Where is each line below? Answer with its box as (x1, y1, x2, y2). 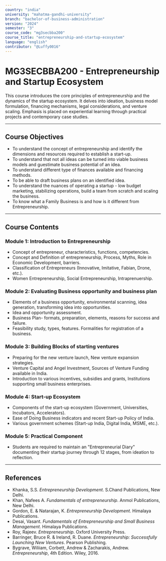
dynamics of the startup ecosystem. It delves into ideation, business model (5, 98, 158, 104)
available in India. (12, 370, 48, 376)
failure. (12, 320, 27, 326)
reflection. (12, 455, 34, 461)
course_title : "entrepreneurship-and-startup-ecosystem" (5, 35, 125, 40)
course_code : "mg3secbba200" (5, 30, 65, 35)
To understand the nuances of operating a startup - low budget (12, 183, 141, 189)
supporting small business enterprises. (12, 381, 92, 387)
